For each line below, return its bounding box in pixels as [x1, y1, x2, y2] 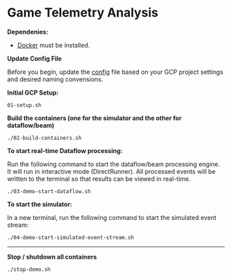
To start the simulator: [7, 200, 72, 208]
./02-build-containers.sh [7, 134, 81, 141]
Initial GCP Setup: [7, 88, 59, 97]
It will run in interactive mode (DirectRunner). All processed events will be [7, 167, 216, 175]
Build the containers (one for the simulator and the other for [7, 114, 182, 122]
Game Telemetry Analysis [7, 5, 159, 21]
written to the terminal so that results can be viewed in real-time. [7, 174, 191, 183]
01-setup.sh [7, 101, 41, 108]
